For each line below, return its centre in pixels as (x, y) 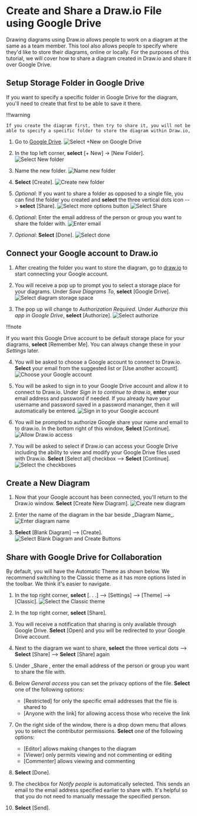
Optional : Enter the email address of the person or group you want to (98, 217)
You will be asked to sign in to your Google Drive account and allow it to (101, 385)
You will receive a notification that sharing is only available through (95, 624)
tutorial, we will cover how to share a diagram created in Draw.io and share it (99, 58)
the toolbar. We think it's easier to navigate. (59, 584)
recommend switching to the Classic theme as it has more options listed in (96, 577)
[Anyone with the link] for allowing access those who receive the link (106, 713)
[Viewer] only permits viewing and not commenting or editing (98, 755)
